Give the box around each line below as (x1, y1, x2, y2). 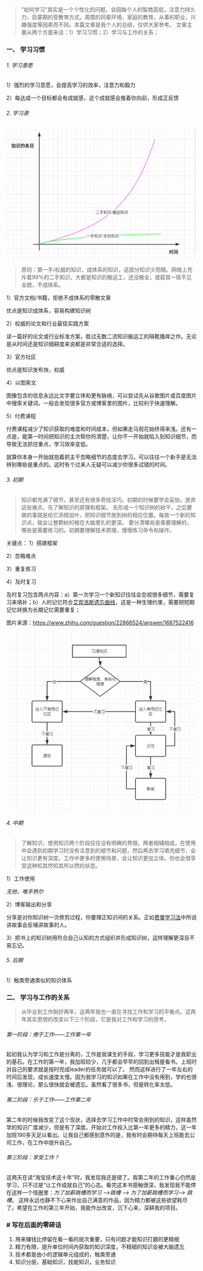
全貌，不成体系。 (21, 282, 64, 289)
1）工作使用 (6, 875, 35, 882)
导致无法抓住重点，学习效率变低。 (6, 440, 91, 448)
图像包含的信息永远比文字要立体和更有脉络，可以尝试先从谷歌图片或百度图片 (6, 392, 197, 399)
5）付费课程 (6, 413, 36, 420)
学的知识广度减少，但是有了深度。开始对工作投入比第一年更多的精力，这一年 (6, 1124, 197, 1131)
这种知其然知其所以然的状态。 (26, 861, 101, 869)
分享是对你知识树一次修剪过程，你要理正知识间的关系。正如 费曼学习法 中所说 (6, 913, 197, 921)
